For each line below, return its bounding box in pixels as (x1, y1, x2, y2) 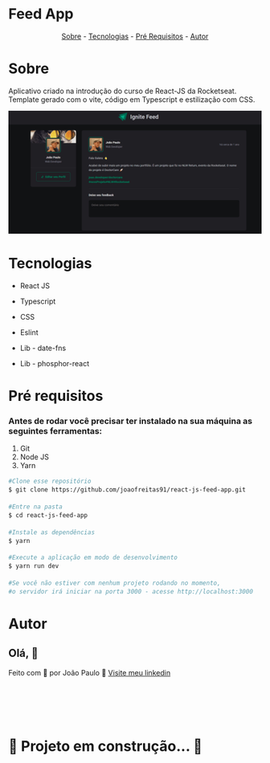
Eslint (19, 327, 39, 337)
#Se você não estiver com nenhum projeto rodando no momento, (8, 579, 221, 587)
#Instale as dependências (8, 528, 95, 537)
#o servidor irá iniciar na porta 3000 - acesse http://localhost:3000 (8, 587, 253, 595)
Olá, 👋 (8, 647, 39, 660)
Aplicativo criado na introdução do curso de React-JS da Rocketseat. (8, 86, 237, 96)
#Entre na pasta (8, 503, 63, 511)
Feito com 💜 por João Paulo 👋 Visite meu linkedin (8, 667, 171, 677)
